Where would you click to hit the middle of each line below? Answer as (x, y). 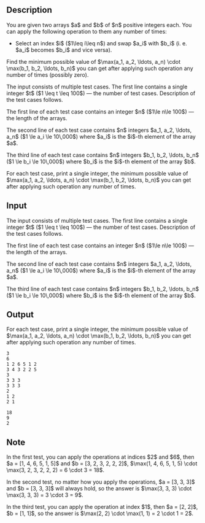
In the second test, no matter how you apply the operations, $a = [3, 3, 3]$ (101, 482)
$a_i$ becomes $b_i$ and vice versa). (64, 50)
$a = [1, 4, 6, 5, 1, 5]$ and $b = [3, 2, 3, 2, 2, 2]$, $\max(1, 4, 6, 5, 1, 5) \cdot (102, 463)
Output (20, 315)
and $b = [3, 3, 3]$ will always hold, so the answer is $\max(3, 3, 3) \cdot (99, 489)
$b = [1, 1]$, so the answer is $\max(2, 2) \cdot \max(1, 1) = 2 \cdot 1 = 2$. (100, 513)
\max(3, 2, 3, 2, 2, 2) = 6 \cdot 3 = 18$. (56, 470)
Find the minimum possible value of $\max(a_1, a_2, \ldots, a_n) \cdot (94, 61)
